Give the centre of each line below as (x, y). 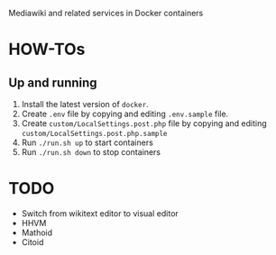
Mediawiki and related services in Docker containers (106, 13)
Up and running (53, 82)
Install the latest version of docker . (85, 104)
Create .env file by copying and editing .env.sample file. (125, 114)
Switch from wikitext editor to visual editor (100, 213)
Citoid (32, 241)
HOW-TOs (47, 50)
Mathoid (37, 232)
